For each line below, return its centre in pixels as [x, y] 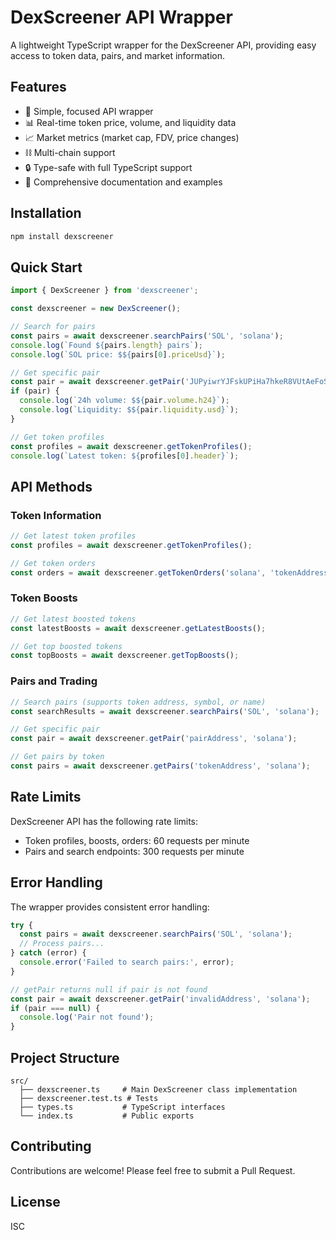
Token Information [56, 515]
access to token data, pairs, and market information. [118, 55]
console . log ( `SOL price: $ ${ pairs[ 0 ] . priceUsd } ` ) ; [118, 354]
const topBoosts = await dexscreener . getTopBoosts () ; [125, 656]
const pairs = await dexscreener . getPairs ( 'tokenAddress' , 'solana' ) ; [160, 766]
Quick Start [46, 267]
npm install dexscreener [62, 236]
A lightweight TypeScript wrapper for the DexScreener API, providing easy [163, 45]
